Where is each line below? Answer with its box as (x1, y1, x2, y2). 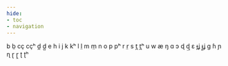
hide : (6, 10, 22, 17)
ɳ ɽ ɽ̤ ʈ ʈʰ (6, 50, 29, 58)
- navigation (6, 23, 44, 30)
